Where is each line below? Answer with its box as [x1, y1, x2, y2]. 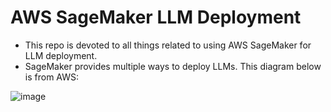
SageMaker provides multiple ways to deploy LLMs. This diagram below [24, 60, 322, 72]
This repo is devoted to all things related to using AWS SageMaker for [24, 39, 312, 51]
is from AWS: [24, 71, 80, 83]
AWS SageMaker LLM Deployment [10, 6, 302, 29]
